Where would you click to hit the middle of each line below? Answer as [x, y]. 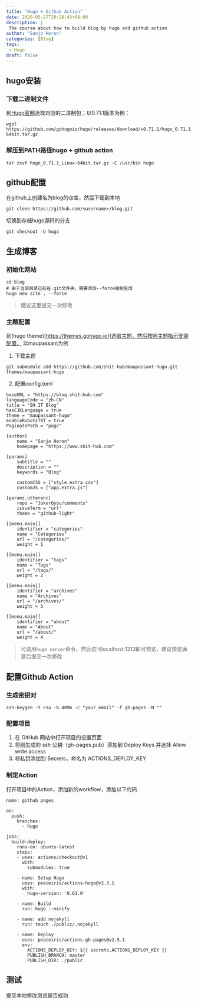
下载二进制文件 [27, 99]
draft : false [22, 55]
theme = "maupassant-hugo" [39, 416]
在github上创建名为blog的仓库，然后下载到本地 [63, 197]
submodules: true [48, 867]
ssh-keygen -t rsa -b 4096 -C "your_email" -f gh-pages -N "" [84, 708]
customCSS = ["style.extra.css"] [58, 483]
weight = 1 [30, 545]
